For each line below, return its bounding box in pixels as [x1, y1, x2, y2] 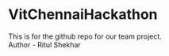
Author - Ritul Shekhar [8, 39, 81, 49]
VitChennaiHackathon [8, 6, 158, 24]
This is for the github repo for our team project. [8, 32, 163, 41]
